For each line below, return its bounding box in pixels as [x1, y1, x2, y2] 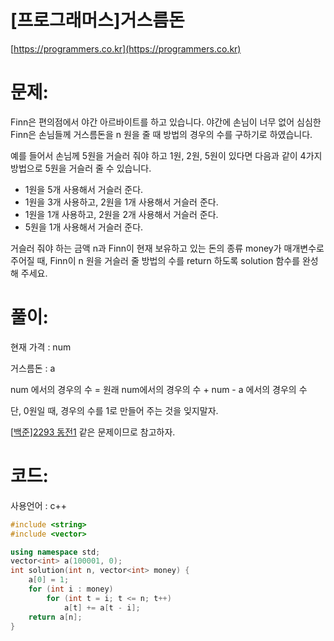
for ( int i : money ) [28, 584, 114, 594]
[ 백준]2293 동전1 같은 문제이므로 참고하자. [10, 426, 176, 438]
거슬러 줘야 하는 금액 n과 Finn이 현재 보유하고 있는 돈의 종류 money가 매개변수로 [10, 242, 325, 254]
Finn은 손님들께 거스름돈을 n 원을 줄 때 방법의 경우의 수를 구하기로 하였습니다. [10, 128, 313, 140]
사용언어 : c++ [10, 499, 67, 511]
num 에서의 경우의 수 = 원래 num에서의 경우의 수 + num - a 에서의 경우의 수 [10, 383, 308, 395]
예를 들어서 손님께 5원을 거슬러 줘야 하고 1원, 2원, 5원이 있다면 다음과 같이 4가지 [10, 149, 323, 161]
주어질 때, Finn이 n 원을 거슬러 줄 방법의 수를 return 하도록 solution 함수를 [10, 254, 301, 266]
